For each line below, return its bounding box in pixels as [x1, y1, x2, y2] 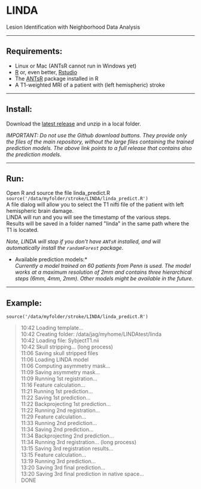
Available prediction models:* [14, 256, 88, 263]
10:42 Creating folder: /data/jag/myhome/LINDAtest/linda [20, 331, 162, 338]
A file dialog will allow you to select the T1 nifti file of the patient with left [6, 201, 184, 208]
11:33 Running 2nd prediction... [20, 420, 98, 427]
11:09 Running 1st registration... [20, 375, 98, 383]
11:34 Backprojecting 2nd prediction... [20, 432, 114, 439]
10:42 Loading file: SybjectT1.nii [20, 337, 100, 344]
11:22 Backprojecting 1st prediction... [20, 401, 111, 408]
